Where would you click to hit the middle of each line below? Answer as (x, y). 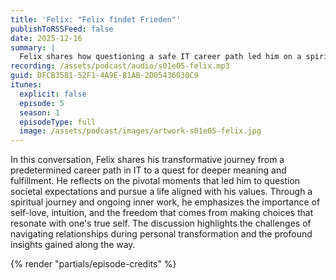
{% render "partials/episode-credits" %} (93, 264)
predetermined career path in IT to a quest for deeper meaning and (148, 170)
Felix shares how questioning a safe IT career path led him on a (160, 57)
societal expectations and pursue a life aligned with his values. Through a (161, 192)
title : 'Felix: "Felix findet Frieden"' (96, 19)
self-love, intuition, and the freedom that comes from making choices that (162, 213)
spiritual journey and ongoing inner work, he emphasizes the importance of (165, 202)
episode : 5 (42, 103)
